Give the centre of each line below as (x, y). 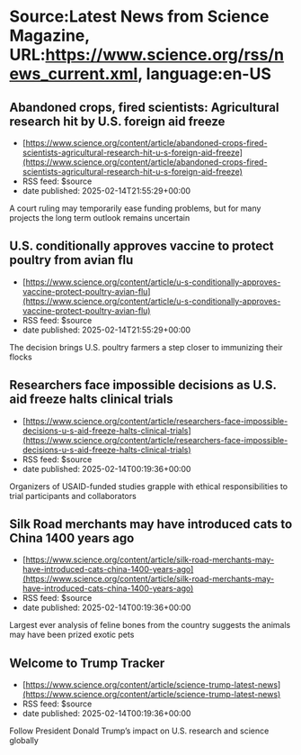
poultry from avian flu (71, 260)
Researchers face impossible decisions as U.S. (143, 385)
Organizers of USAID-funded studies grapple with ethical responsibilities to (149, 486)
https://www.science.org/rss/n (165, 55)
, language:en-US (204, 74)
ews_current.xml (74, 74)
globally (24, 741)
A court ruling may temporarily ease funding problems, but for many (135, 208)
